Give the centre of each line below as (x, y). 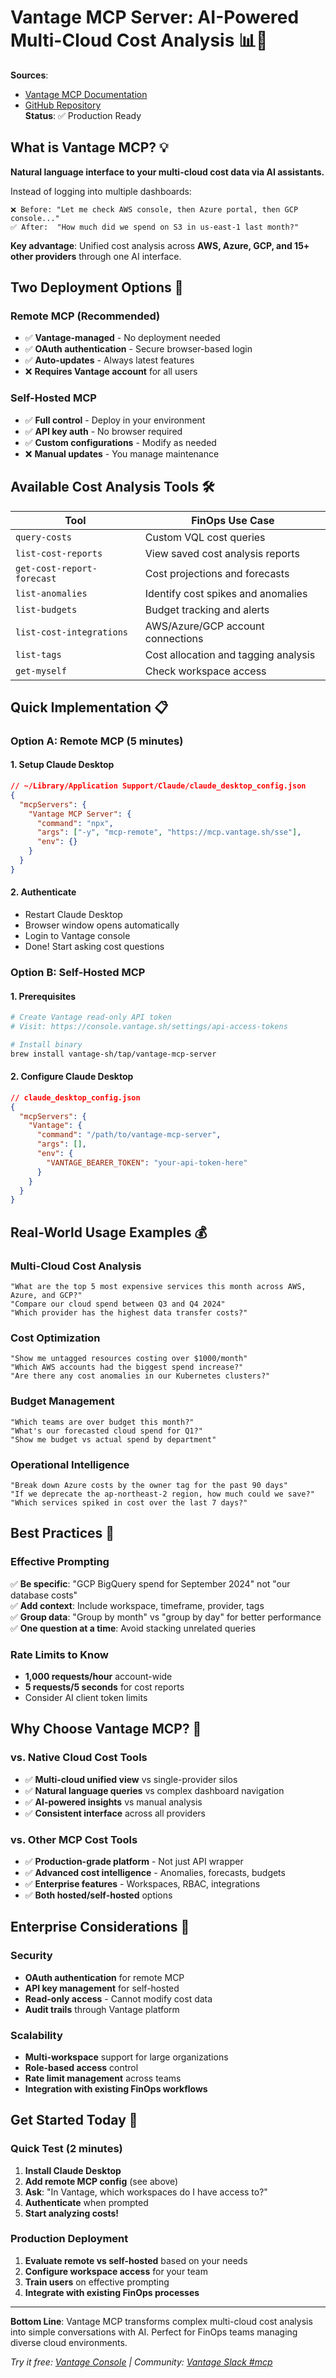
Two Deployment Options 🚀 (97, 287)
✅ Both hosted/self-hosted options (98, 1895)
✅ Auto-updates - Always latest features (109, 360)
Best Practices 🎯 (62, 1533)
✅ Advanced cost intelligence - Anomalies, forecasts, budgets (155, 1872)
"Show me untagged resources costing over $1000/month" (129, 1359)
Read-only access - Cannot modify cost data (118, 1998)
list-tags (38, 654)
